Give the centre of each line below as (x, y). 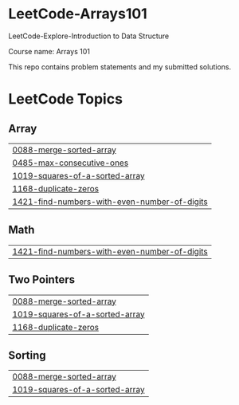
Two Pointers (42, 280)
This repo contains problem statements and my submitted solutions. (120, 67)
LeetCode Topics (66, 99)
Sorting (27, 355)
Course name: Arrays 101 (49, 51)
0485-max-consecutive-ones (71, 163)
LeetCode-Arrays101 (78, 14)
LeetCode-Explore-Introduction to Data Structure (89, 36)
